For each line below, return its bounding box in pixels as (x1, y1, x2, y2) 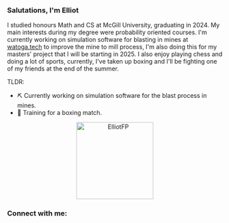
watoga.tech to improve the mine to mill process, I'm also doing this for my (7, 43, 217, 51)
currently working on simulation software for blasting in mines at (7, 36, 189, 44)
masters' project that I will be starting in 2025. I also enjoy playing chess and (7, 50, 223, 58)
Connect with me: (7, 209, 68, 218)
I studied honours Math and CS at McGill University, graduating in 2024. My (7, 21, 220, 29)
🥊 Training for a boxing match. (16, 109, 103, 117)
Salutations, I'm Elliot (7, 5, 79, 15)
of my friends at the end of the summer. (7, 64, 120, 73)
